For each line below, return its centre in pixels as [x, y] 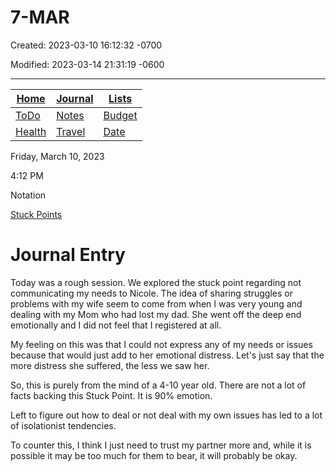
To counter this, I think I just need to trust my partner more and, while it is [161, 445]
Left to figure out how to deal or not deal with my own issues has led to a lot [166, 415]
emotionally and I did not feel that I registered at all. [116, 325]
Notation [28, 195]
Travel [71, 131]
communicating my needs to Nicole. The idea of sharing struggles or [151, 293]
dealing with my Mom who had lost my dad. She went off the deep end [156, 314]
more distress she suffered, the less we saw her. [110, 365]
